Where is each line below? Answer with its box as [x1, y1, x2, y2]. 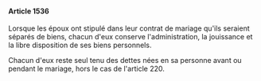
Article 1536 [8, 6, 49, 16]
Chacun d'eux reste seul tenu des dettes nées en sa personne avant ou [8, 56, 242, 65]
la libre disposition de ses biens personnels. [8, 40, 152, 50]
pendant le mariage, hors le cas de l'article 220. [8, 64, 165, 74]
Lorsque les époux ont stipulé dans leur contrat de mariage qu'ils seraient [8, 24, 251, 33]
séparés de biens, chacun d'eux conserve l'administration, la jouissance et [8, 32, 253, 42]
